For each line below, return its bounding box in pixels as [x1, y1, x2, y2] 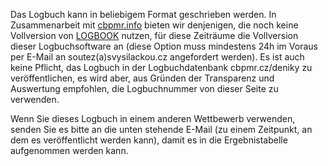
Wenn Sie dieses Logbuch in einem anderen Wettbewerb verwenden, [10, 113, 296, 124]
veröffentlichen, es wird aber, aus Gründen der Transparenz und [10, 72, 275, 84]
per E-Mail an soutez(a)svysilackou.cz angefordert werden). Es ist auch [10, 51, 305, 63]
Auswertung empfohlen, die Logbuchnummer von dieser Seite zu [10, 83, 279, 94]
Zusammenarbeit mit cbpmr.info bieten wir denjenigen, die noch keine [10, 19, 299, 31]
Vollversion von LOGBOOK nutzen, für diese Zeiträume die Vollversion [10, 30, 299, 41]
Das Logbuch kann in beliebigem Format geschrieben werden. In [10, 9, 277, 20]
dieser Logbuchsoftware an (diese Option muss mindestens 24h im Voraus [10, 40, 318, 52]
